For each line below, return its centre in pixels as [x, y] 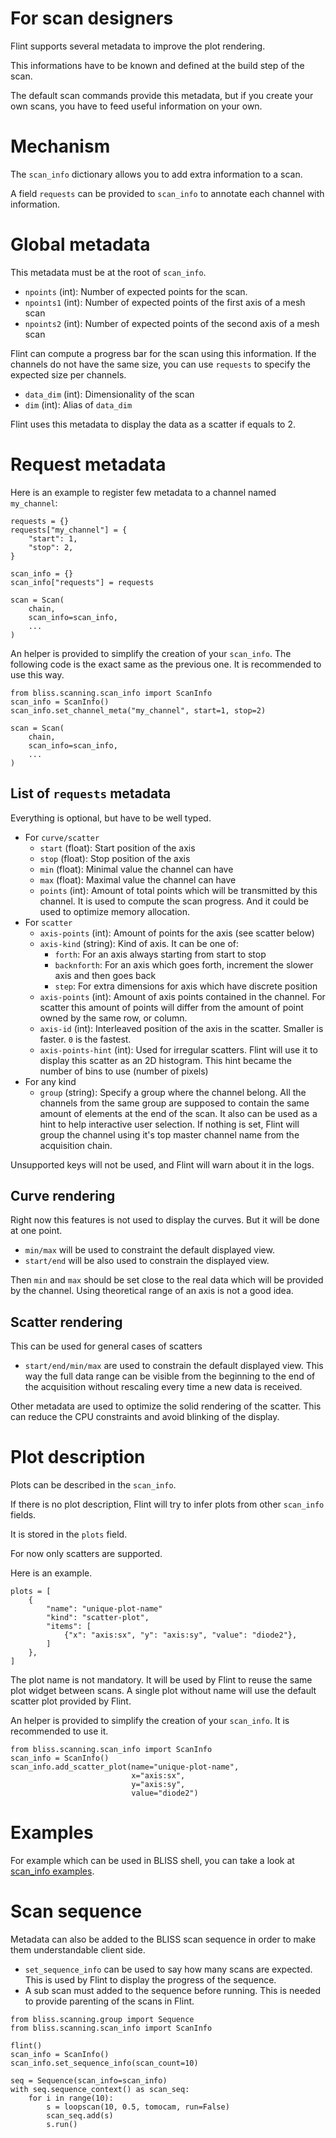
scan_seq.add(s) [80, 2116]
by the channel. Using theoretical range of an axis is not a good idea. [152, 1291]
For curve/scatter [62, 837]
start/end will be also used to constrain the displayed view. [147, 1261]
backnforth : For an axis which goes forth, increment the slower [184, 964]
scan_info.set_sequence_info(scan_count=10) [104, 2063]
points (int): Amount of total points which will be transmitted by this [178, 890]
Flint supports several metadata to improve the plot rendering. [138, 46]
